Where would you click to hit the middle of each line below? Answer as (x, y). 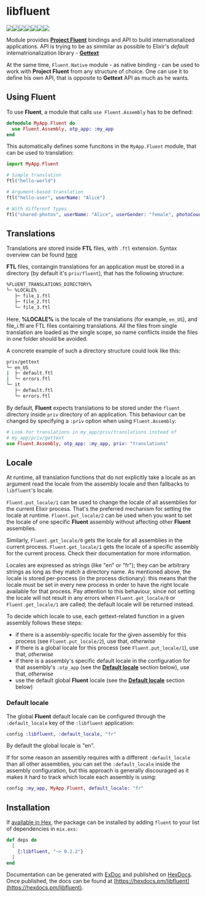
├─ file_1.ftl (32, 296)
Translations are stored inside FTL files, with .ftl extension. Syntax (92, 248)
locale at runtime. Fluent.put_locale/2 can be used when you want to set (99, 515)
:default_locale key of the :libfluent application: (70, 723)
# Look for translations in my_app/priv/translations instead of (91, 432)
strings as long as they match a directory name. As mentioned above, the (99, 572)
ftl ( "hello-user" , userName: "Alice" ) (56, 198)
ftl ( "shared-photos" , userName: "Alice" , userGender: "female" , (90, 214)
